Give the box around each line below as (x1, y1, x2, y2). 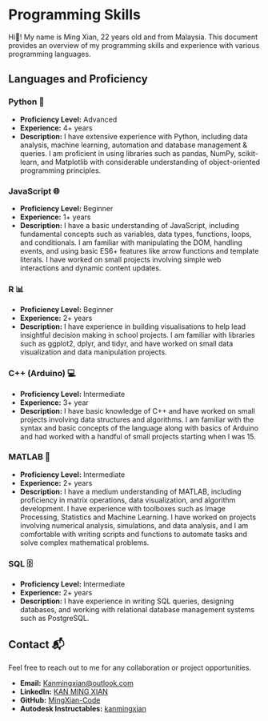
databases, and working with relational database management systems (19, 605, 254, 615)
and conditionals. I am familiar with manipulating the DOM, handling (19, 238, 242, 247)
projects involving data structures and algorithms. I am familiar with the (19, 415, 254, 424)
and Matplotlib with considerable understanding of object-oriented (41, 157, 261, 166)
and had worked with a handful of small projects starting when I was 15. (19, 431, 256, 441)
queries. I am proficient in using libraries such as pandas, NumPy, (19, 148, 237, 158)
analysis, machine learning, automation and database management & (19, 140, 248, 150)
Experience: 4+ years (19, 122, 94, 133)
